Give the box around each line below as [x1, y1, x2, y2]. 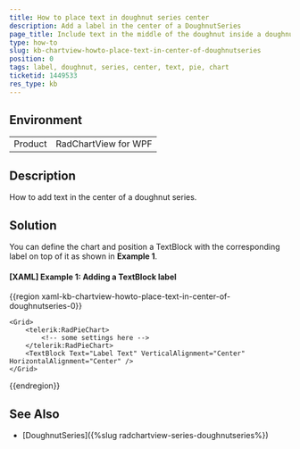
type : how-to [9, 37, 58, 47]
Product [13, 137, 47, 150]
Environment [9, 112, 83, 128]
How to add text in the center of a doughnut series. [9, 192, 197, 203]
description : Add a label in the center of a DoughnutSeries [9, 21, 242, 30]
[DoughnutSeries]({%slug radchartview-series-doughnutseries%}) [21, 430, 270, 441]
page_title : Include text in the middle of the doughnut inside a [9, 29, 262, 38]
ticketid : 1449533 [9, 71, 78, 80]
